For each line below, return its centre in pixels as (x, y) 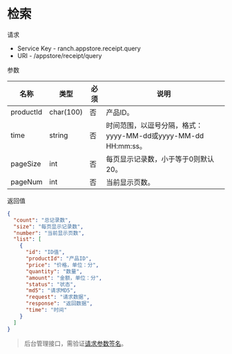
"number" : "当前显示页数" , (49, 233)
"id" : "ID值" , (45, 253)
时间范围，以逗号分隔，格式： (154, 125)
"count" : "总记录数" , (42, 220)
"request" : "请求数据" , (57, 297)
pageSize (26, 164)
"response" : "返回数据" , (59, 304)
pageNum (27, 181)
